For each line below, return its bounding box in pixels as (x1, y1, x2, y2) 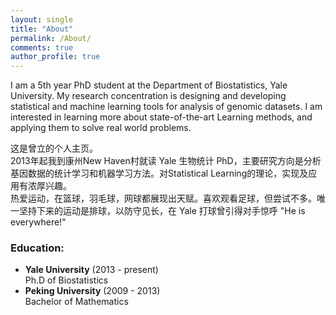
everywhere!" (10, 216, 67, 228)
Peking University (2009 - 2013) (24, 285, 161, 297)
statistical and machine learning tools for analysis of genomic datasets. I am (10, 101, 323, 113)
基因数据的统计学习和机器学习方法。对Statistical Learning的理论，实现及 (10, 167, 309, 180)
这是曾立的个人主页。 (10, 142, 98, 155)
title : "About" (10, 24, 74, 34)
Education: (10, 241, 65, 255)
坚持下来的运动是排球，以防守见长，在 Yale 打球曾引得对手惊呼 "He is (18, 205, 306, 217)
